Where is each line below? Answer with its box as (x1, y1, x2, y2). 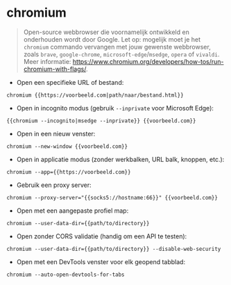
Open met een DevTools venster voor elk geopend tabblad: (16, 257, 185, 266)
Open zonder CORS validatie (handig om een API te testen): (16, 231, 187, 241)
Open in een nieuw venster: (16, 129, 96, 138)
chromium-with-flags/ (23, 65, 87, 73)
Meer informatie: (23, 57, 71, 65)
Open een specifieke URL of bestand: (16, 78, 124, 86)
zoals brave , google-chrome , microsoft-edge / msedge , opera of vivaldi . (23, 50, 220, 58)
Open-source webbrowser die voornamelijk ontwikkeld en (23, 28, 190, 36)
